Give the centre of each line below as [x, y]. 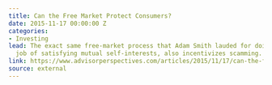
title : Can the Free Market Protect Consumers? [90, 16]
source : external [38, 69]
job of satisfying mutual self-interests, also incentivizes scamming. [139, 53]
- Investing [28, 38]
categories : [28, 31]
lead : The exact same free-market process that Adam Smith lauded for [130, 46]
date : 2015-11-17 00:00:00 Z [57, 23]
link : [17, 62]
